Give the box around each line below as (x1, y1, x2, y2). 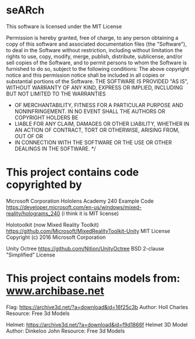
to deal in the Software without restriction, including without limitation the (6, 46, 183, 53)
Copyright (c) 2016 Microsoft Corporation (6, 234, 106, 241)
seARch (6, 4, 45, 17)
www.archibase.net (6, 285, 104, 297)
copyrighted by (6, 178, 82, 191)
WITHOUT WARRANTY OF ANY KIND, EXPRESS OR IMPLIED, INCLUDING (6, 84, 183, 91)
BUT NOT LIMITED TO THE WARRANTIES (6, 90, 107, 97)
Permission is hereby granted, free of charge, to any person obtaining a (6, 34, 179, 41)
